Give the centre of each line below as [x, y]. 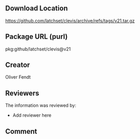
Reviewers [22, 93]
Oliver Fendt [18, 77]
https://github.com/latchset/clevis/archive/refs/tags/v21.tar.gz [70, 20]
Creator [18, 65]
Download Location [37, 8]
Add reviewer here [32, 115]
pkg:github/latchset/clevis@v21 [38, 49]
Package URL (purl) [37, 37]
